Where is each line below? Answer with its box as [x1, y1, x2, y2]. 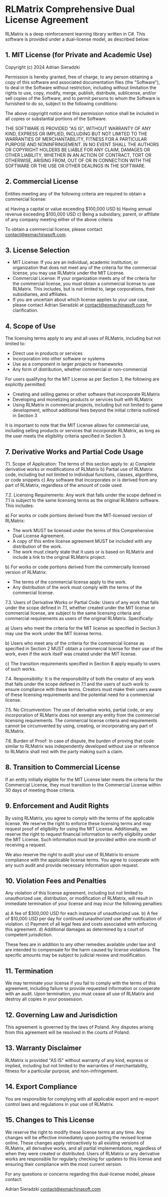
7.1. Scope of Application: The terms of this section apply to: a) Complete [5, 461, 155, 467]
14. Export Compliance [5, 1082, 77, 1091]
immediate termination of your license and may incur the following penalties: [5, 901, 163, 907]
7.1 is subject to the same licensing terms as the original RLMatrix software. [5, 497, 160, 503]
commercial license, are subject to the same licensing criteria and [5, 610, 141, 616]
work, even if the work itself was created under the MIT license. [5, 651, 137, 657]
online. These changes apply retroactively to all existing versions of [5, 1140, 144, 1146]
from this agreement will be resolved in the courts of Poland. [5, 1029, 130, 1036]
